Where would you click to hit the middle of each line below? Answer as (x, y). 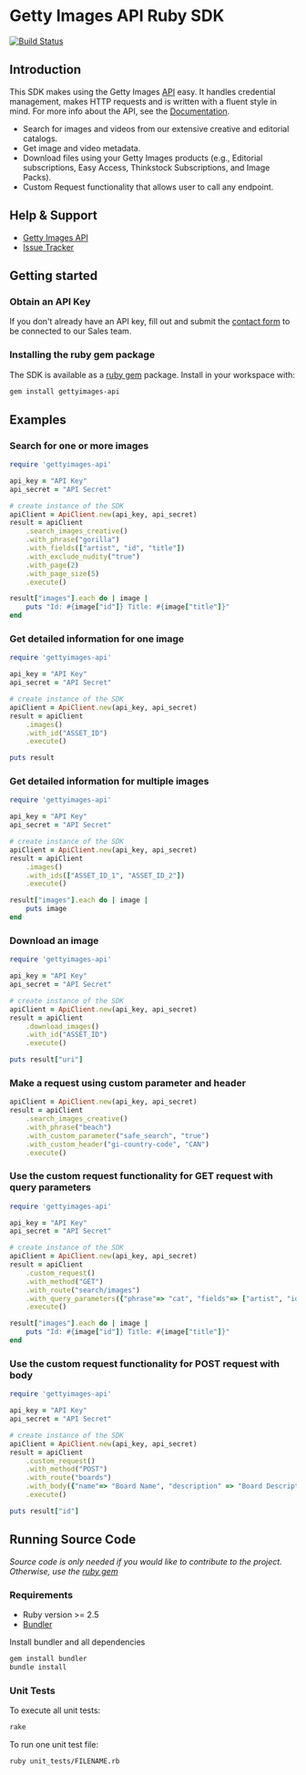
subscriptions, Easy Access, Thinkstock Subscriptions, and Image (146, 167)
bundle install (38, 1667)
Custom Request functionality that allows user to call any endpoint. (148, 187)
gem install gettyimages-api (65, 391)
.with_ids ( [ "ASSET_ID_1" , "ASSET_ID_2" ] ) (105, 876)
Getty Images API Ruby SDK (117, 16)
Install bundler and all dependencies (77, 1642)
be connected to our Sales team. (71, 331)
